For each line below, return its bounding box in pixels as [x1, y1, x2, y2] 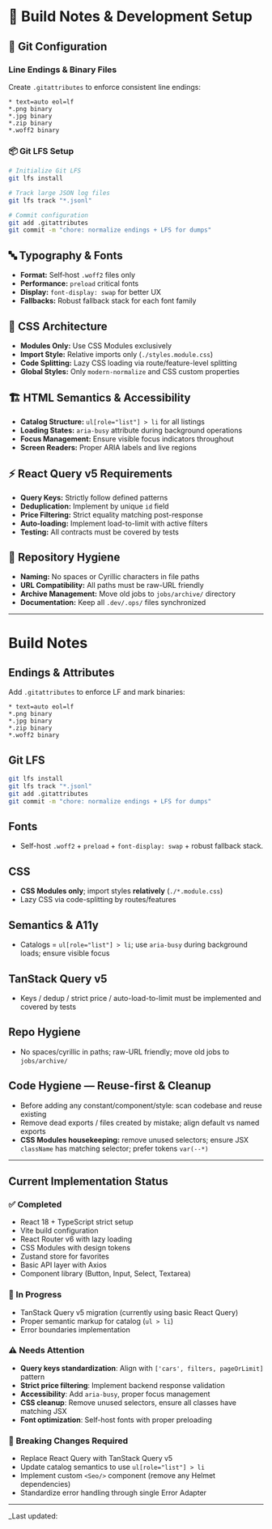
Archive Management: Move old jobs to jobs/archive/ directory [19, 589, 236, 598]
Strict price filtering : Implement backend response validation [19, 1380, 225, 1390]
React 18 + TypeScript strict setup [19, 1217, 134, 1227]
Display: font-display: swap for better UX [19, 287, 162, 297]
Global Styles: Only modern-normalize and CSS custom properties [19, 366, 240, 376]
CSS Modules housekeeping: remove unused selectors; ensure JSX [19, 1135, 249, 1144]
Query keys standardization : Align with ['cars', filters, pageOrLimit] [19, 1363, 264, 1373]
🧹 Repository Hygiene [8, 550, 121, 564]
